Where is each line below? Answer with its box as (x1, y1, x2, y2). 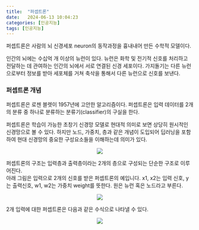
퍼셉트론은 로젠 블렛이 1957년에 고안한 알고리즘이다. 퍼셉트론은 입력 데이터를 (6, 100, 184, 108)
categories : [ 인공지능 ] (6, 20, 61, 26)
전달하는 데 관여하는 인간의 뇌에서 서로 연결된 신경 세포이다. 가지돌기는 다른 (6, 62, 181, 70)
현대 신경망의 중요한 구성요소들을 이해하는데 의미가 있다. (17, 136, 147, 143)
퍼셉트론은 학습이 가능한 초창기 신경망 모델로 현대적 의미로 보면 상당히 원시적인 (6, 121, 189, 128)
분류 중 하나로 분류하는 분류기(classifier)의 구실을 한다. (12, 108, 140, 115)
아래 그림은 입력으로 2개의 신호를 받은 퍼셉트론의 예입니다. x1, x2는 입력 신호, (6, 174, 185, 181)
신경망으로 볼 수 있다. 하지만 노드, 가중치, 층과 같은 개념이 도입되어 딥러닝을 (6, 128, 180, 136)
